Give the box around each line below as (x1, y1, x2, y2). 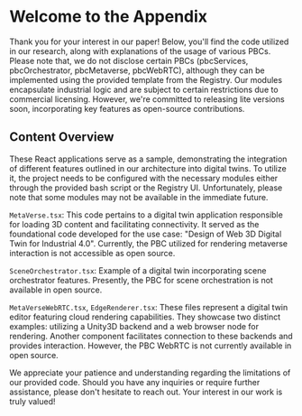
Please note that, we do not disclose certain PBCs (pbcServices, (9, 55, 249, 66)
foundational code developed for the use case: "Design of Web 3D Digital (9, 228, 282, 239)
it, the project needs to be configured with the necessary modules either (9, 172, 279, 183)
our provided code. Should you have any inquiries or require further (9, 376, 261, 387)
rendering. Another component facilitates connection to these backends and (9, 330, 293, 341)
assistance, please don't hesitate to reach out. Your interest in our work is (9, 386, 283, 397)
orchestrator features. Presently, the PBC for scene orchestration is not (9, 274, 273, 285)
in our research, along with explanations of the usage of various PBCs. (9, 45, 271, 56)
